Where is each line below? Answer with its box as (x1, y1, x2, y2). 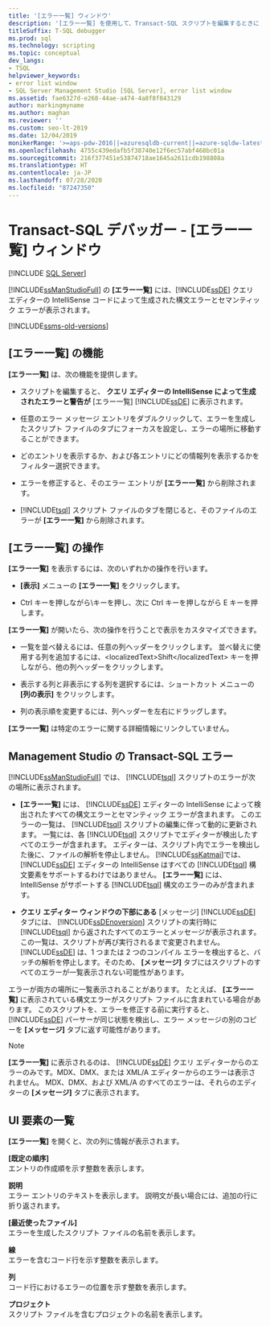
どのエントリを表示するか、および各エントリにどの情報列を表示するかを (19, 451, 260, 460)
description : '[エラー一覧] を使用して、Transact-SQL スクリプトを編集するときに (8, 19, 260, 27)
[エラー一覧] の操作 (8, 541, 104, 554)
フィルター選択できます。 (19, 460, 104, 471)
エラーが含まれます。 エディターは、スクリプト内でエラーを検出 (41, 840, 253, 850)
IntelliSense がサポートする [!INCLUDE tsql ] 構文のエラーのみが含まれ (19, 880, 248, 890)
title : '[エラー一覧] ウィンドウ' (8, 11, 112, 20)
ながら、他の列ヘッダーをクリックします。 (27, 662, 168, 672)
